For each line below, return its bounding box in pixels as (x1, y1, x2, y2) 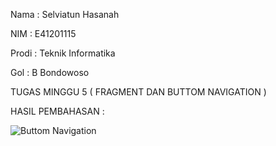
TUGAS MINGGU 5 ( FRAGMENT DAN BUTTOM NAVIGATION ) (10, 86, 267, 98)
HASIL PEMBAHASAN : (10, 105, 105, 117)
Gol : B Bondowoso (10, 67, 90, 78)
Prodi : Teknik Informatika (10, 47, 116, 59)
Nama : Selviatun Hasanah (10, 9, 120, 20)
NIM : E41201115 (10, 28, 77, 39)
